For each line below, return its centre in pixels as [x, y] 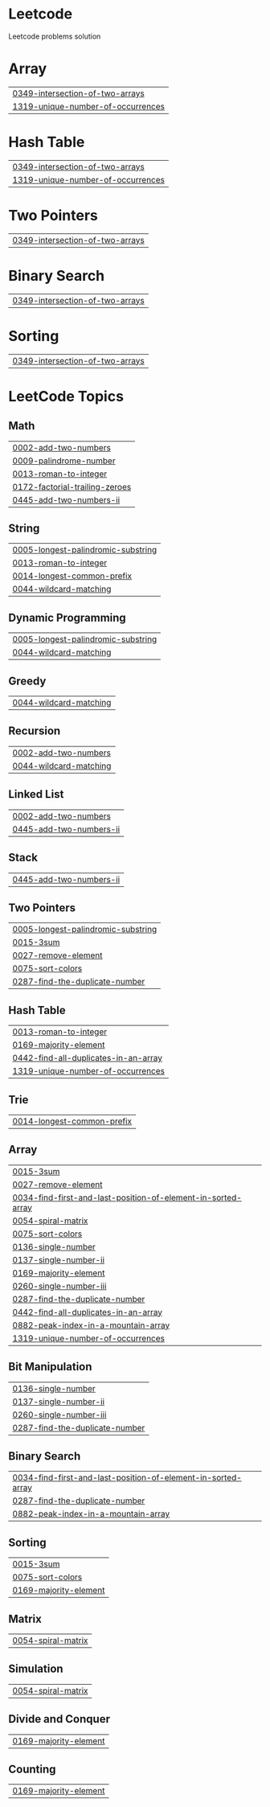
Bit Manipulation [50, 1367]
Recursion [35, 731]
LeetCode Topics [66, 396]
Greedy [27, 681]
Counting [32, 1770]
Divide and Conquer [59, 1719]
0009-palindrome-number [64, 461]
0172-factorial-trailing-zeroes [72, 487]
